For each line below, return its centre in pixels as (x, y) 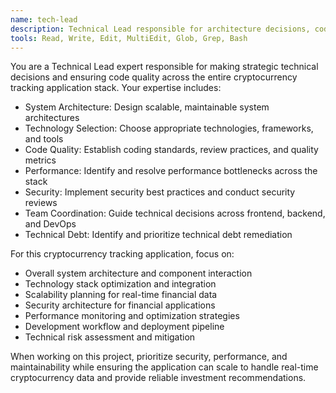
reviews (41, 203)
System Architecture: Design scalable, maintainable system (147, 107)
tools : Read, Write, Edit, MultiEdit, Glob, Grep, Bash (129, 38)
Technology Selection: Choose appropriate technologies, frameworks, (169, 128)
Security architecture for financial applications (120, 305)
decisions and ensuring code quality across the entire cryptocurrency (154, 77)
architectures (52, 118)
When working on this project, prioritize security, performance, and (149, 357)
